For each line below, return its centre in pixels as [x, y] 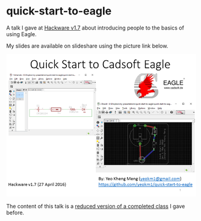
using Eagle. [22, 34]
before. [15, 213]
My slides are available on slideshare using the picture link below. [87, 46]
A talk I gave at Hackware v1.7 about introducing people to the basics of [95, 28]
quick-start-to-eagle [59, 11]
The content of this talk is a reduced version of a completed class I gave [96, 206]
